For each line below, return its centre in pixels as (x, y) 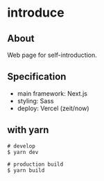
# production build (35, 164)
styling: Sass (35, 101)
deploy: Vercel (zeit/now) (53, 108)
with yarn (28, 130)
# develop (21, 146)
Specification (37, 77)
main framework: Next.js (52, 93)
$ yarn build (26, 170)
